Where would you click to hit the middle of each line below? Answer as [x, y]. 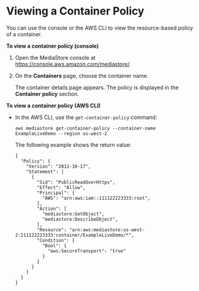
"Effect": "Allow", [61, 187]
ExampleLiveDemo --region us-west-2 [61, 133]
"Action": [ [52, 209]
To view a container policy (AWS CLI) [53, 105]
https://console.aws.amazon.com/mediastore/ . [73, 64]
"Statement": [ [45, 171]
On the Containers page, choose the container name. [82, 75]
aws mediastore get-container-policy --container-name [85, 128]
